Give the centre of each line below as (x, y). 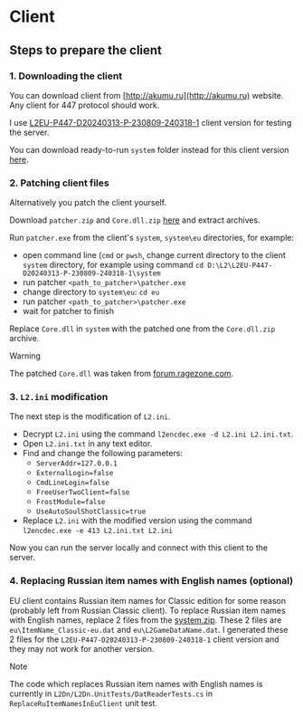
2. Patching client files (60, 183)
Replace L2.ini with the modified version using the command (137, 521)
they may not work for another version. (82, 648)
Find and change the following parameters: (103, 454)
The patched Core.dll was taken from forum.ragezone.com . (122, 374)
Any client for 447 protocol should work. (85, 105)
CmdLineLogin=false (73, 483)
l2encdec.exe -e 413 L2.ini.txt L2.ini (98, 531)
